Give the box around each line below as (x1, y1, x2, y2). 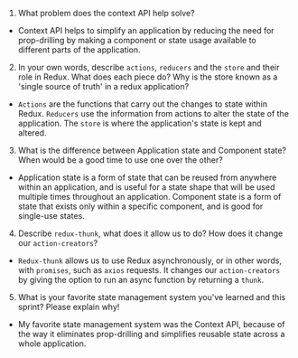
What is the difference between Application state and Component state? (17, 145, 287, 155)
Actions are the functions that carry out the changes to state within (17, 99, 268, 109)
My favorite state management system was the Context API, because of (17, 319, 286, 329)
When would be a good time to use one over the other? (17, 155, 223, 165)
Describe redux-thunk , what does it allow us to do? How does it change (17, 228, 284, 239)
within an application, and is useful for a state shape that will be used (17, 182, 275, 193)
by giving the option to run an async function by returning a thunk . (17, 275, 265, 285)
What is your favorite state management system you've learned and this (17, 292, 286, 302)
